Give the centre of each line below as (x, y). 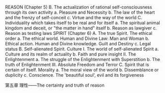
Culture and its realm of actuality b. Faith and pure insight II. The (71, 54)
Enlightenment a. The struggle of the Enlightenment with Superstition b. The (82, 59)
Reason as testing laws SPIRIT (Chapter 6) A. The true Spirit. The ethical (79, 33)
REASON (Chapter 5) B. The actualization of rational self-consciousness (79, 7)
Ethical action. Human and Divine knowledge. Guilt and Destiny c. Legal (78, 44)
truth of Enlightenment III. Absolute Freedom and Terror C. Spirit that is (77, 64)
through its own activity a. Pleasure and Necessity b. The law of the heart (80, 12)
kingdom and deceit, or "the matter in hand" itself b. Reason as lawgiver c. (81, 28)
